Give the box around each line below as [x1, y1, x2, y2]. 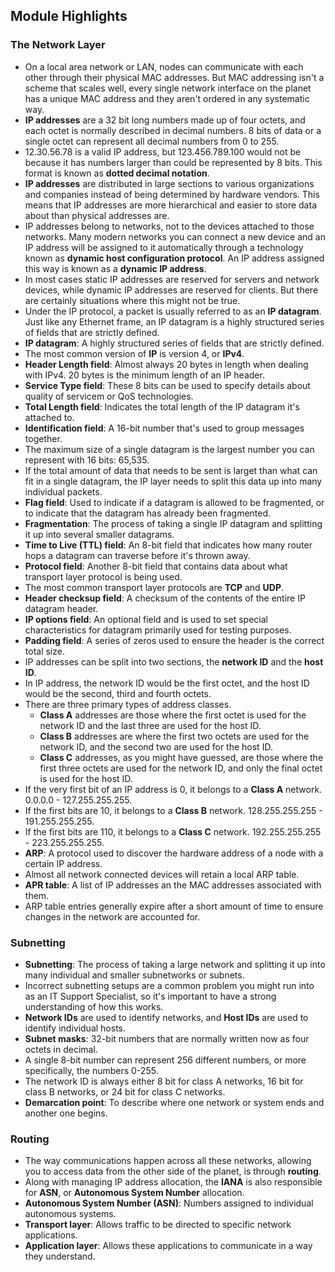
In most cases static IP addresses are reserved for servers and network [24, 273, 320, 285]
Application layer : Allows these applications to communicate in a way [24, 1240, 313, 1252]
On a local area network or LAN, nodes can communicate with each [24, 60, 304, 73]
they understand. [24, 1250, 96, 1263]
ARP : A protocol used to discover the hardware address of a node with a [24, 847, 324, 859]
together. [24, 432, 63, 444]
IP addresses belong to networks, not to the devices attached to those [24, 220, 315, 232]
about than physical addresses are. [24, 209, 170, 221]
